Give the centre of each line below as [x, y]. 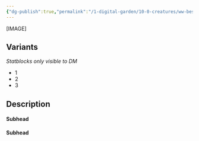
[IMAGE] [16, 28]
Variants [22, 47]
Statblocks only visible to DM [42, 61]
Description [28, 104]
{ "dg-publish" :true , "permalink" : [47, 12]
